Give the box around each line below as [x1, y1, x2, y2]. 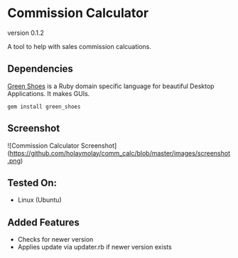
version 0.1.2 [7, 28, 44, 37]
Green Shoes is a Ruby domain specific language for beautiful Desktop [7, 82, 215, 90]
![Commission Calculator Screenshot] [7, 141, 117, 150]
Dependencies [7, 63, 73, 75]
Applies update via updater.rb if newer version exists [17, 243, 172, 252]
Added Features [7, 216, 80, 228]
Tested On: [7, 176, 58, 189]
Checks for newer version [17, 235, 94, 244]
